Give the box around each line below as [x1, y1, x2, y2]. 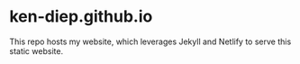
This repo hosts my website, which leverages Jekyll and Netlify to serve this [9, 36, 292, 47]
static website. [9, 45, 64, 56]
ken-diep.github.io [9, 6, 153, 27]
